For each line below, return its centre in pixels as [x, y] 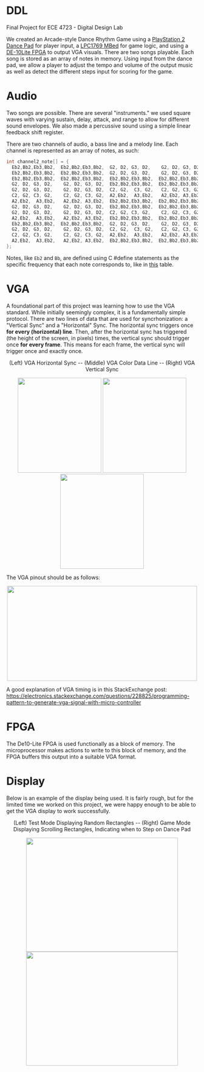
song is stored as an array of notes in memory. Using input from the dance [99, 58]
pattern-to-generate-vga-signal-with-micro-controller [74, 702]
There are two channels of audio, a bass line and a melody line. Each [92, 144]
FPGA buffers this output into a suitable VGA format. [71, 757]
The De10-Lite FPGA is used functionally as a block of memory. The [91, 744]
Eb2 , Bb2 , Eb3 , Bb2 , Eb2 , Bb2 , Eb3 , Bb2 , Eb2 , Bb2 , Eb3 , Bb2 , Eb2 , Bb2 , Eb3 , [102, 179]
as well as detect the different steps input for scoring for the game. [90, 71]
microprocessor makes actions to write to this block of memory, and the [96, 750]
